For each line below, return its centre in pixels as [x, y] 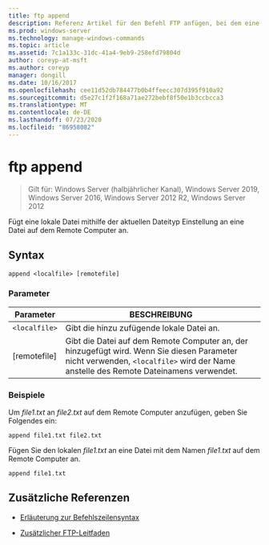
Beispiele [27, 395]
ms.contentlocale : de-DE [50, 113]
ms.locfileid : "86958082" [51, 127]
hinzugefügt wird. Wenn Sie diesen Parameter [151, 351]
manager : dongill [37, 75]
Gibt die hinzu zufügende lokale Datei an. [143, 327]
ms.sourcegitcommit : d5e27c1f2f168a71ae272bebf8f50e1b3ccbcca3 [116, 98]
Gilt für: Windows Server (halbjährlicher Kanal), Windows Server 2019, [144, 189]
